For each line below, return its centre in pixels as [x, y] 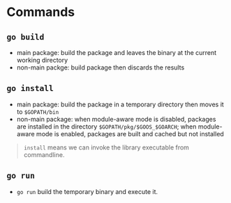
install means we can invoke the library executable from [106, 147]
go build [25, 37]
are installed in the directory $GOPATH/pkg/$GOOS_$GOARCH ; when [106, 127]
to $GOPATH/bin [38, 111]
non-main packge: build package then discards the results [100, 67]
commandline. [44, 154]
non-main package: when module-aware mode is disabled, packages [116, 119]
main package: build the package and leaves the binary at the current [117, 52]
